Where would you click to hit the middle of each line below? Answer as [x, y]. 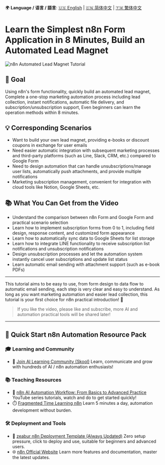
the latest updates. [31, 457]
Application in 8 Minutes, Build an [75, 40]
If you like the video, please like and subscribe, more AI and [77, 309]
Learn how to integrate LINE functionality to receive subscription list [81, 244]
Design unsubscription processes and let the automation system [77, 254]
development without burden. [42, 410]
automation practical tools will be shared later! [64, 315]
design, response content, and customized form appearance [73, 233]
